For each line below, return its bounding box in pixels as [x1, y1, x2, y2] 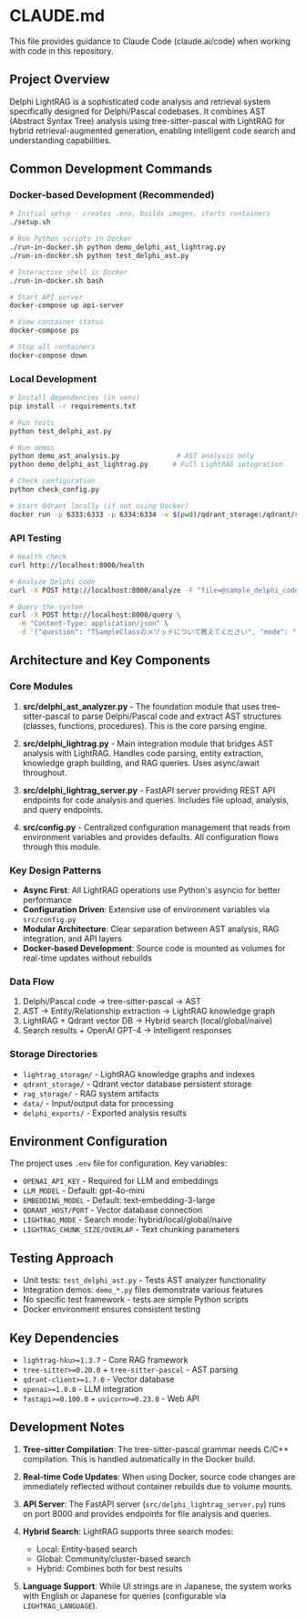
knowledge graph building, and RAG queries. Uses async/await [22, 757, 260, 768]
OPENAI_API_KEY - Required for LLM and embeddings [22, 1176, 219, 1187]
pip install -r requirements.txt [9, 401, 137, 410]
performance [22, 895, 73, 906]
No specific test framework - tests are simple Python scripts [22, 1294, 249, 1305]
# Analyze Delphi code [9, 576, 96, 587]
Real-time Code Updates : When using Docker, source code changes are [22, 1470, 296, 1482]
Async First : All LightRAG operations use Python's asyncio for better [22, 885, 280, 896]
